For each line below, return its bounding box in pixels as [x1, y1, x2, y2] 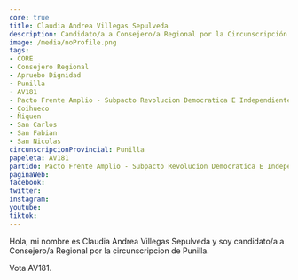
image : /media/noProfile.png [9, 37, 117, 47]
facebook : [9, 179, 46, 188]
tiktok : [9, 211, 38, 220]
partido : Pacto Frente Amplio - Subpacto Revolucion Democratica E [9, 162, 264, 171]
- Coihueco [9, 104, 50, 113]
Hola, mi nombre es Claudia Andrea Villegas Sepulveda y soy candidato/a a [9, 236, 285, 246]
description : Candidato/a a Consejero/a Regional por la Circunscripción [9, 29, 288, 38]
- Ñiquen [9, 112, 42, 121]
